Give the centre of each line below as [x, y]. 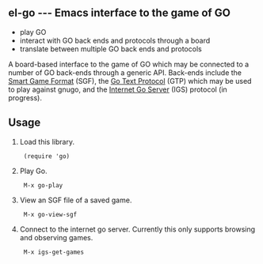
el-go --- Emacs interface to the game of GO [120, 13]
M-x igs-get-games [54, 252]
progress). [25, 97]
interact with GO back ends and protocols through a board [115, 40]
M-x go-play [43, 185]
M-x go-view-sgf [50, 214]
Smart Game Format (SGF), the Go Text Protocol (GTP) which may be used [130, 81]
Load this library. [47, 141]
